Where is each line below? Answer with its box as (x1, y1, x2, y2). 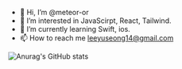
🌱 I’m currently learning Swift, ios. (19, 25, 131, 33)
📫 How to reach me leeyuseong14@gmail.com (19, 33, 174, 43)
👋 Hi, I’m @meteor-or (19, 8, 89, 17)
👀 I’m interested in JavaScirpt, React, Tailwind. (19, 16, 172, 25)
